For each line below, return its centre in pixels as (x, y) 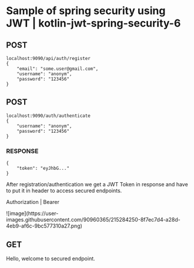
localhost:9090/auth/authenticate (48, 116)
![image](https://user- (32, 213)
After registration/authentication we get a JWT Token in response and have (97, 185)
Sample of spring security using (86, 11)
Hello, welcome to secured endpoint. (51, 258)
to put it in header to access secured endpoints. (64, 191)
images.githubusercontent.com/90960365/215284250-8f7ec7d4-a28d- (93, 220)
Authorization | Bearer (33, 202)
